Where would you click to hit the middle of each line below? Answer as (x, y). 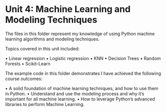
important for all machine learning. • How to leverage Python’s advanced (80, 99)
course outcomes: (24, 78)
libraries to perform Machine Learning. (45, 104)
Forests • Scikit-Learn (28, 63)
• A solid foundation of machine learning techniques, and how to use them (82, 88)
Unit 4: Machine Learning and (68, 9)
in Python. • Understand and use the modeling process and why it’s (75, 93)
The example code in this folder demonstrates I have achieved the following (83, 73)
